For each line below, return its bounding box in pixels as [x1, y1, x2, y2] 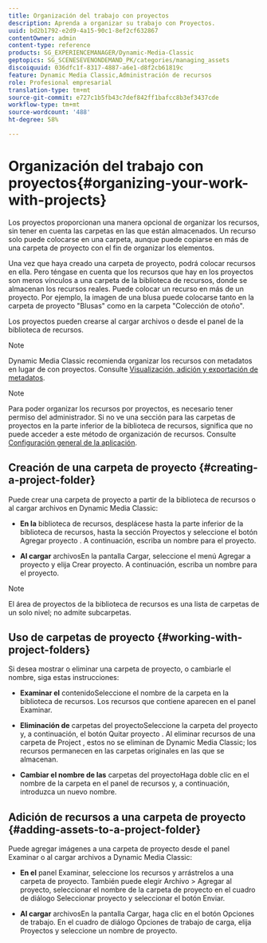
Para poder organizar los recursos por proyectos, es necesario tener [8, 404, 234, 413]
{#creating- [198, 461, 258, 475]
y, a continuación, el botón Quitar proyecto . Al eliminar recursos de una [19, 729, 256, 739]
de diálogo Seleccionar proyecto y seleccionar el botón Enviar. [19, 893, 226, 903]
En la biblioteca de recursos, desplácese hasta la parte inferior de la [19, 519, 244, 528]
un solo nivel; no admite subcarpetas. [8, 607, 132, 617]
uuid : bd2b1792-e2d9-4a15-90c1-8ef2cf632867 [8, 26, 159, 34]
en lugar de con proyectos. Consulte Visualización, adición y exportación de [8, 364, 259, 374]
